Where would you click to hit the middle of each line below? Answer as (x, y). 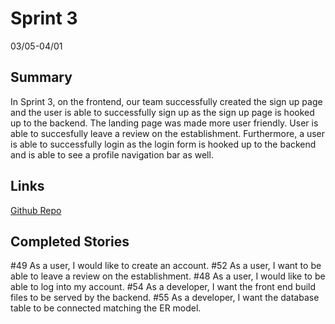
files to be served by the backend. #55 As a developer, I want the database (165, 298)
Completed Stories (70, 241)
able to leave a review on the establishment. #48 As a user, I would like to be (168, 276)
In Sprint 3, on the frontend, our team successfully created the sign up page (166, 101)
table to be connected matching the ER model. (106, 308)
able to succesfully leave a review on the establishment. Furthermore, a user (168, 133)
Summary (41, 77)
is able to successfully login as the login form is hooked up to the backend (163, 144)
